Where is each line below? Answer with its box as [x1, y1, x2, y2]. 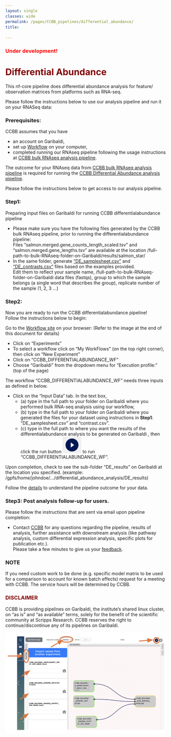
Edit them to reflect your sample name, [12, 269, 95, 275]
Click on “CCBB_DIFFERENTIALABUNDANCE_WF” [12, 356, 119, 363]
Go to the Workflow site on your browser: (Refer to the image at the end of [5, 325, 162, 331]
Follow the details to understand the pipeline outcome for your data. [5, 485, 148, 491]
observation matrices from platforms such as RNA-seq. [5, 89, 122, 95]
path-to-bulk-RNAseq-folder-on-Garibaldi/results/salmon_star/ [12, 252, 146, 259]
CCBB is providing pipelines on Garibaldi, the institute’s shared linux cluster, [5, 606, 165, 612]
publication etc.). [12, 541, 49, 547]
